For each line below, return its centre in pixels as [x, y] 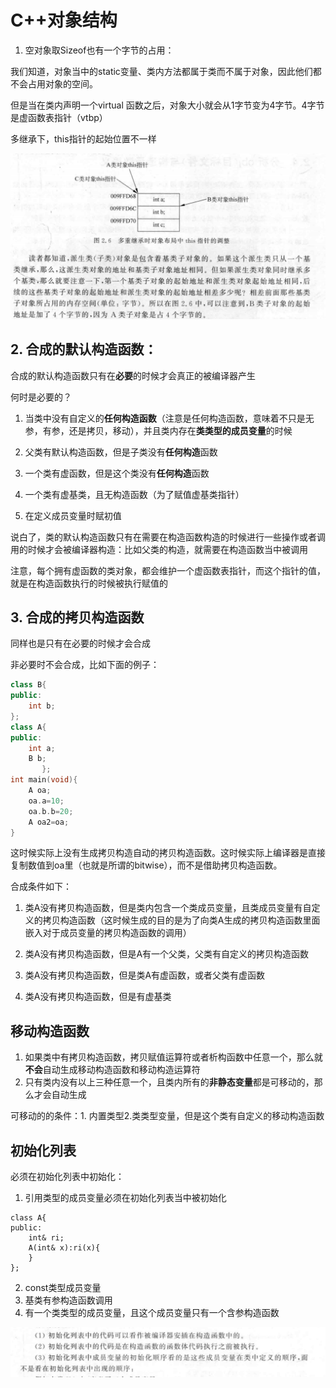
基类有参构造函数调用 [68, 1300]
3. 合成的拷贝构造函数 [77, 617]
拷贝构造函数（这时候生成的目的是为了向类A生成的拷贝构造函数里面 [181, 920]
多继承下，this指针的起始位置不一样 [83, 138]
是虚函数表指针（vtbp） [59, 117]
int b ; [42, 706]
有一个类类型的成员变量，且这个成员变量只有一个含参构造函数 [152, 1313]
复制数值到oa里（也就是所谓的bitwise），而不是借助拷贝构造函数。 [146, 865]
